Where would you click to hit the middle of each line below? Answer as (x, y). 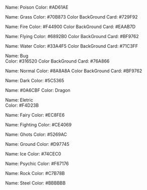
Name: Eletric (19, 100)
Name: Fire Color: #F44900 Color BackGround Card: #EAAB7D (70, 27)
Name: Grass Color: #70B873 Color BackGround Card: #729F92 (71, 17)
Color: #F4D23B (22, 105)
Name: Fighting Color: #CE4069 (39, 125)
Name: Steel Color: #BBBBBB (35, 183)
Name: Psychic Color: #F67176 (37, 163)
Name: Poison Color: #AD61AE (37, 7)
